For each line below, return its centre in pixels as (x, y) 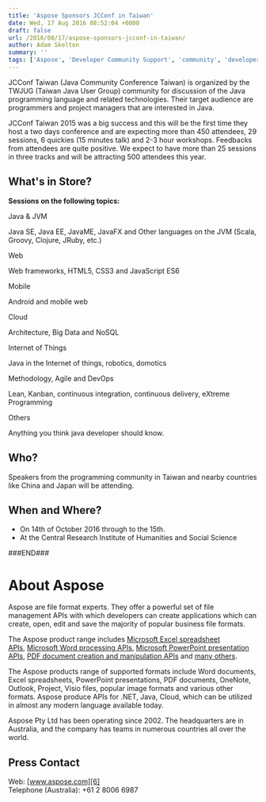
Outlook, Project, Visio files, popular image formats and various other (121, 689)
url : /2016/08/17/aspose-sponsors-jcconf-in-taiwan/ (97, 38)
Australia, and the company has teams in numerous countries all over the (127, 729)
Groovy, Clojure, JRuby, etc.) (55, 240)
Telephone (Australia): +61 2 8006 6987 (73, 790)
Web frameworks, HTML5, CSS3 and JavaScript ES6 (94, 271)
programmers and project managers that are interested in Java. (112, 107)
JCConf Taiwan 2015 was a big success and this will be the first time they (128, 123)
